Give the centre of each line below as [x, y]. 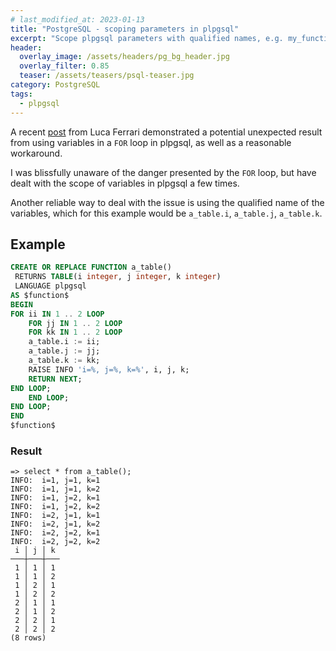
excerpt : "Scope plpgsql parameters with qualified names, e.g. [147, 38]
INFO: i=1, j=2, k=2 [55, 507]
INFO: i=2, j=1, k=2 [55, 524]
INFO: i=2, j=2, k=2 [55, 542]
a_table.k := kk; [64, 361]
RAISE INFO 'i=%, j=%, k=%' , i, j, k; [109, 369]
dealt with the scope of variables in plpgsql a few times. [125, 183]
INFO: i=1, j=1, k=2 [55, 489]
